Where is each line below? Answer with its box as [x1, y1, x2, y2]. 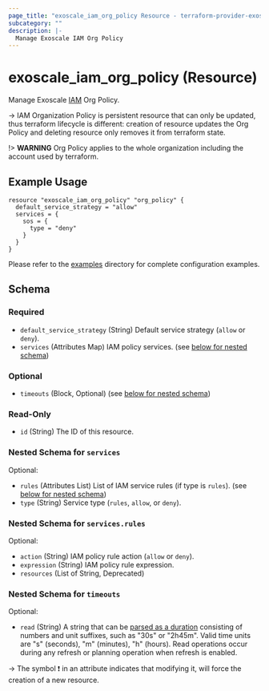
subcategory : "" [8, 19, 62, 27]
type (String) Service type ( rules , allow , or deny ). [19, 498, 182, 507]
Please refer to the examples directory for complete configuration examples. [8, 260, 260, 269]
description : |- [8, 26, 62, 34]
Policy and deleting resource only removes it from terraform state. [8, 127, 226, 137]
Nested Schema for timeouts [8, 588, 121, 600]
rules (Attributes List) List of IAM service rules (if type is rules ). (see [19, 480, 247, 490]
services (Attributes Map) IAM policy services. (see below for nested [19, 341, 248, 351]
